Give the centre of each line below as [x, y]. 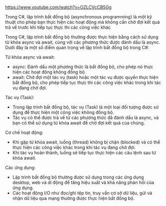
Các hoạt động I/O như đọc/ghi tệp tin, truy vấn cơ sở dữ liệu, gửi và [82, 193]
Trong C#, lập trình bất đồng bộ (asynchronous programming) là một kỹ [79, 17]
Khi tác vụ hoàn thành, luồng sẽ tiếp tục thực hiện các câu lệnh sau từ [84, 153]
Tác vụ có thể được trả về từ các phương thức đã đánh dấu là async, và [85, 118]
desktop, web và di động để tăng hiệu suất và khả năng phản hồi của [83, 182]
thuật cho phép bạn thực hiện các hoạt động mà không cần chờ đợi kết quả [83, 22]
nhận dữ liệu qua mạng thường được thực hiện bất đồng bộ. [73, 198]
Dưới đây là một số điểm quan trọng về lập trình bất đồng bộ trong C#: [77, 47]
